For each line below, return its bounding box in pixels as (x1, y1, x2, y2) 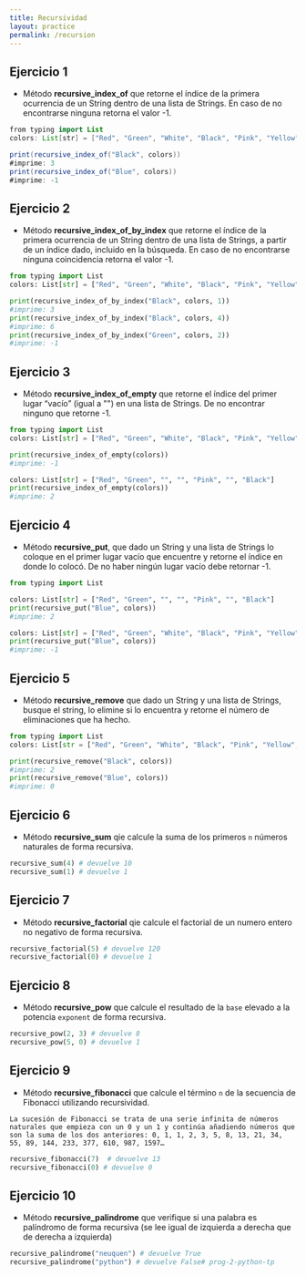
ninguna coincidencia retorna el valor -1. (22, 254, 175, 265)
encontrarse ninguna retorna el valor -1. (22, 108, 172, 118)
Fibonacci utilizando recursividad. (22, 1096, 150, 1107)
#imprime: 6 (9, 322, 55, 331)
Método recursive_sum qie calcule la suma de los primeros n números (22, 831, 289, 842)
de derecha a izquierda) (22, 1231, 113, 1242)
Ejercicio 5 (9, 671, 71, 686)
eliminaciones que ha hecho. (22, 714, 131, 725)
